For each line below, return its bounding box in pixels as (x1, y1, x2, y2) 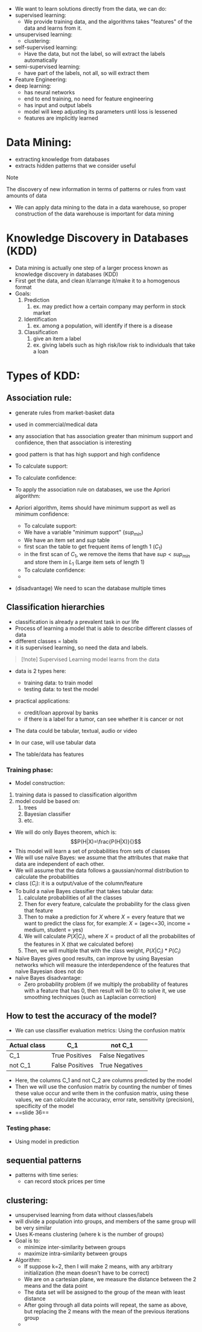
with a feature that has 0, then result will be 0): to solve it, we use (24, 986, 186, 994)
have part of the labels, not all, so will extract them (24, 70, 150, 76)
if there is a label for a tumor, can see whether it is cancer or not (24, 715, 184, 723)
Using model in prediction (14, 1138, 80, 1145)
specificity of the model (14, 1103, 74, 1110)
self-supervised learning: (14, 44, 78, 51)
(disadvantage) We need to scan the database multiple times (14, 585, 166, 592)
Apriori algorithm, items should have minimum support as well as (14, 504, 176, 511)
